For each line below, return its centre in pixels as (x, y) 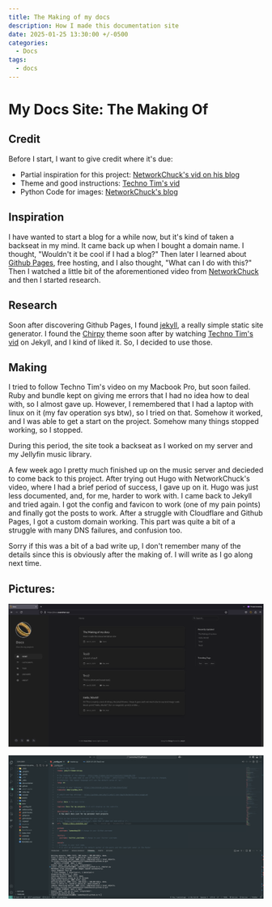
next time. (25, 563)
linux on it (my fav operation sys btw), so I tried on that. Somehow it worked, (136, 413)
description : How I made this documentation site (94, 26)
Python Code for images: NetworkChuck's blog (99, 191)
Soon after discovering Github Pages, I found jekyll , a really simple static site (136, 325)
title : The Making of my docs (59, 17)
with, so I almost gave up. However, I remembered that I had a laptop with (131, 404)
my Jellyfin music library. (50, 455)
